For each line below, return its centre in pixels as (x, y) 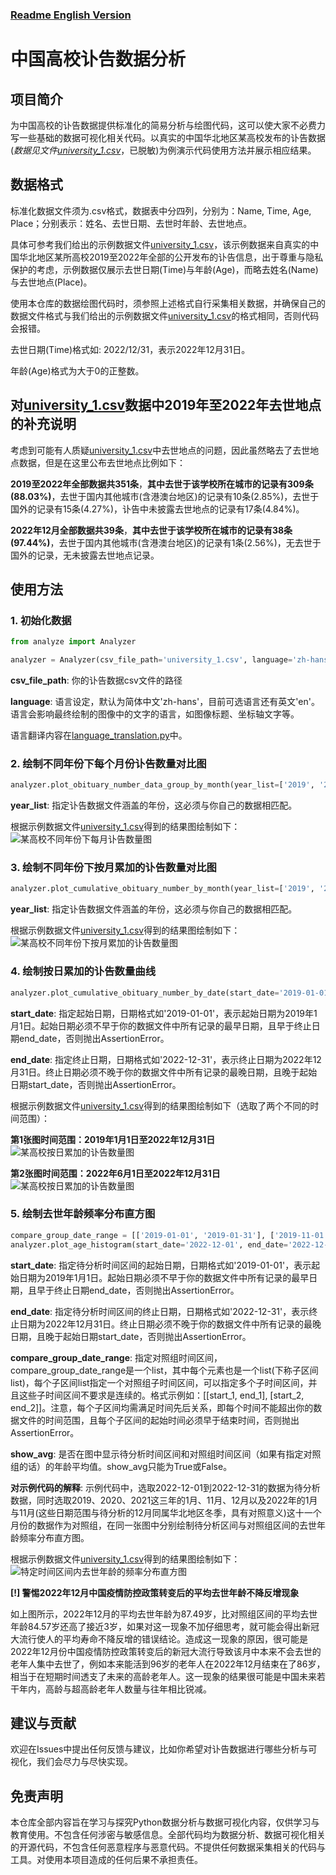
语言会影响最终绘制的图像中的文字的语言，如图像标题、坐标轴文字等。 (155, 714)
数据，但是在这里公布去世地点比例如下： (102, 462)
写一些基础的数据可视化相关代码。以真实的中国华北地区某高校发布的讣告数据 (168, 137)
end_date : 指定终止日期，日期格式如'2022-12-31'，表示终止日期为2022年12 (166, 1059)
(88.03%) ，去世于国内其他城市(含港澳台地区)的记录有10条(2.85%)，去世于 (165, 496)
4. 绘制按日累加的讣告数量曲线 (83, 971)
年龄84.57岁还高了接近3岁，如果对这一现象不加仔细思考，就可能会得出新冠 (165, 1626)
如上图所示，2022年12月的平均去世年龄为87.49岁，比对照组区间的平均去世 (164, 1614)
